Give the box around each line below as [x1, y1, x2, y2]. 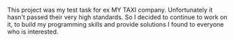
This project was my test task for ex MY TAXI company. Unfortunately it [7, 6, 213, 14]
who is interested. [7, 27, 59, 36]
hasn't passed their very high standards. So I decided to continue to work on [7, 13, 228, 21]
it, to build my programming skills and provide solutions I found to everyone [7, 20, 224, 28]
